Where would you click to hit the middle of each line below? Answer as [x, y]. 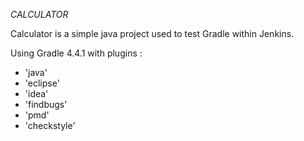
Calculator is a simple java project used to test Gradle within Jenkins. [152, 33]
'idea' [36, 93]
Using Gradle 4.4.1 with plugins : [76, 53]
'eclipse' [42, 83]
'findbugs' [46, 104]
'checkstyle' [50, 125]
